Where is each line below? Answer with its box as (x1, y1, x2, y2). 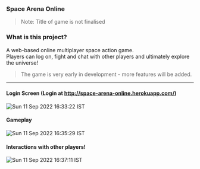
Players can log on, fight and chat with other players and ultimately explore (6, 53, 190, 60)
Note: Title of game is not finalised (20, 18, 105, 25)
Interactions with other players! (6, 143, 86, 150)
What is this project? (6, 33, 67, 42)
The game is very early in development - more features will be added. (20, 71, 192, 78)
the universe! (6, 59, 39, 66)
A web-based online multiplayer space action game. (6, 46, 134, 53)
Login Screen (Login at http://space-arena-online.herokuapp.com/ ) (6, 90, 177, 97)
